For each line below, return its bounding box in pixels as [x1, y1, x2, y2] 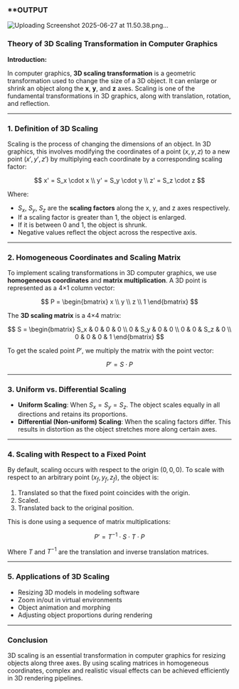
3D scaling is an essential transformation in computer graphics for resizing [7, 651, 226, 660]
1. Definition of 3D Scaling [7, 123, 98, 133]
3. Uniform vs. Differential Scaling [7, 384, 127, 394]
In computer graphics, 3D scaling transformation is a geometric [7, 69, 196, 78]
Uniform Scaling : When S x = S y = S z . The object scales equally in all [17, 400, 221, 411]
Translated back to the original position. [17, 503, 134, 513]
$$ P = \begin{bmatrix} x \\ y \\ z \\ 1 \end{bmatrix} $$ [41, 297, 198, 306]
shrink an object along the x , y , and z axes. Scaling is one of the [7, 84, 196, 92]
